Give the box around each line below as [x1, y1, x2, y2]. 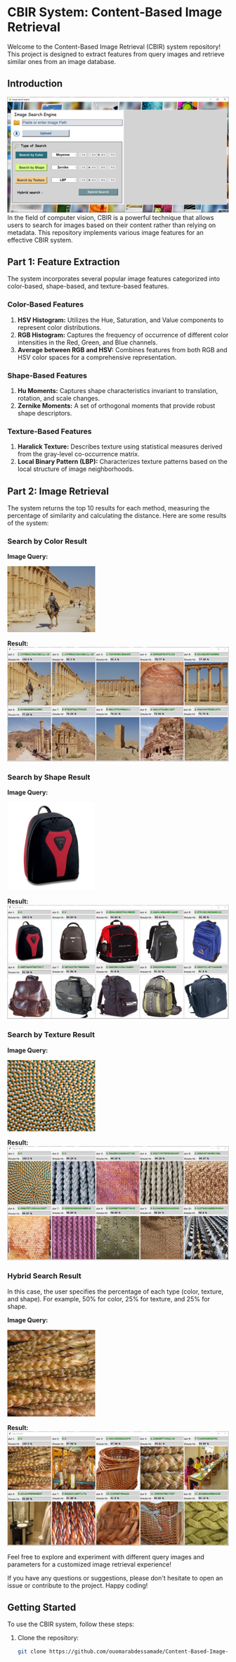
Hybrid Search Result [7, 1271, 82, 1281]
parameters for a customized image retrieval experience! [7, 1560, 172, 1568]
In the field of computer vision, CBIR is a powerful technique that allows [7, 213, 214, 221]
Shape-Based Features [7, 371, 88, 380]
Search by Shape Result [7, 772, 91, 782]
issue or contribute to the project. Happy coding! [7, 1581, 148, 1590]
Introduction [7, 78, 63, 90]
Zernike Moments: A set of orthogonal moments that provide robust [17, 401, 216, 410]
